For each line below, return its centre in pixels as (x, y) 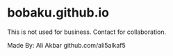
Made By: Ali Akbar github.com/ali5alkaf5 (67, 45)
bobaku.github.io (58, 13)
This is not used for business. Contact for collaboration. (87, 32)
